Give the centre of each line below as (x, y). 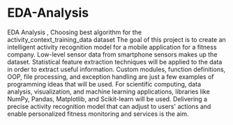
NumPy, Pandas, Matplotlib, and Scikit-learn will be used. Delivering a (107, 98)
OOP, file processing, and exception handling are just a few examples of (111, 76)
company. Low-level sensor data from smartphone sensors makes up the (112, 54)
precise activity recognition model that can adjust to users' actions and (109, 106)
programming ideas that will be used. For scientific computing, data (104, 84)
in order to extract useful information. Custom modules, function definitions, (116, 69)
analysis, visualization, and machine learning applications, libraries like (109, 91)
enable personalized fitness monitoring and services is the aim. (98, 114)
